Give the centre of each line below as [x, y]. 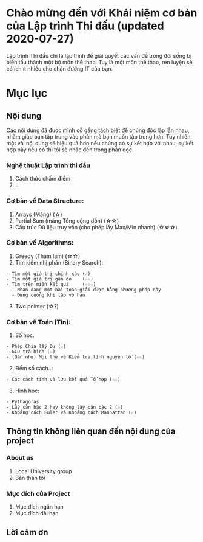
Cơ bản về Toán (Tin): [38, 322]
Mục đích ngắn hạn [39, 507]
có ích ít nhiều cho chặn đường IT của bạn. [60, 68]
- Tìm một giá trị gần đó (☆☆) [50, 279]
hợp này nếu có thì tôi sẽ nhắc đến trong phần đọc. [70, 150]
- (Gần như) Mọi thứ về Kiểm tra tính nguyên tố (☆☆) [76, 357]
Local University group [43, 471]
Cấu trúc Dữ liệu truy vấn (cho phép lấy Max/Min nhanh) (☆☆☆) [96, 227]
